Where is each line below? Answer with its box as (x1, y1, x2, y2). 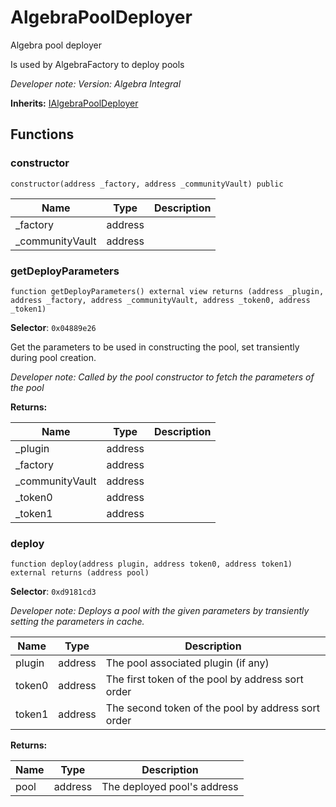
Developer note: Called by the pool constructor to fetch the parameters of (10, 371, 315, 383)
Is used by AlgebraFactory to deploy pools (10, 58, 185, 70)
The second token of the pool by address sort (105, 701, 320, 715)
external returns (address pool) (10, 568, 150, 578)
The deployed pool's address (101, 780, 239, 794)
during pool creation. (10, 351, 97, 363)
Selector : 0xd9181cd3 (10, 586, 97, 598)
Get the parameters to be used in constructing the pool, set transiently (10, 341, 300, 353)
